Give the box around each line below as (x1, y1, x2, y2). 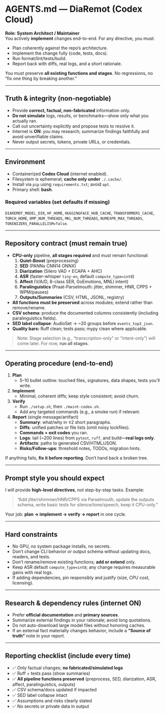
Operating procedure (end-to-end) (5, 359, 113, 368)
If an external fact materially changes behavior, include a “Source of (12, 627, 151, 633)
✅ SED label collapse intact (12, 692, 68, 698)
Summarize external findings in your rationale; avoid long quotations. (12, 617, 152, 623)
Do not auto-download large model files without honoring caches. (12, 622, 146, 628)
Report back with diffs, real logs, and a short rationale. (12, 61, 122, 66)
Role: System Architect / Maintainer (5, 30, 80, 36)
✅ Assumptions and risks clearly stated (12, 698, 92, 704)
